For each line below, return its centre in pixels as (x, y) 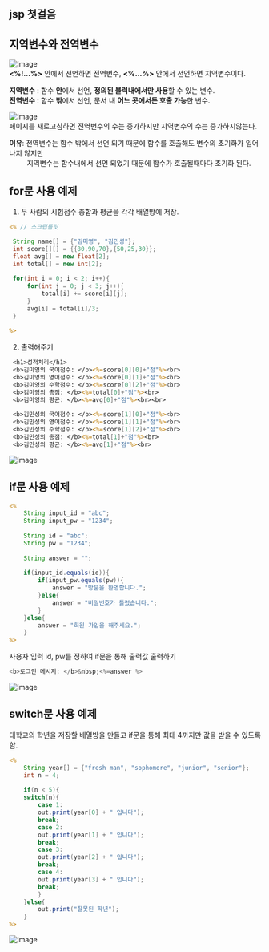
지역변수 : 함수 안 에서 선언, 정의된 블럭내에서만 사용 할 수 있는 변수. (112, 91)
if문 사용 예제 (40, 487)
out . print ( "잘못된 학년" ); (78, 909)
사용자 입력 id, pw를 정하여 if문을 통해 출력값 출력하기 (93, 657)
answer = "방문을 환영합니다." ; (99, 588)
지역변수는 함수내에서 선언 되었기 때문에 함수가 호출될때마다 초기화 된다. (139, 164)
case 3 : (50, 850)
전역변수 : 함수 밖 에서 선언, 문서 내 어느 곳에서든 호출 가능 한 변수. (110, 101)
